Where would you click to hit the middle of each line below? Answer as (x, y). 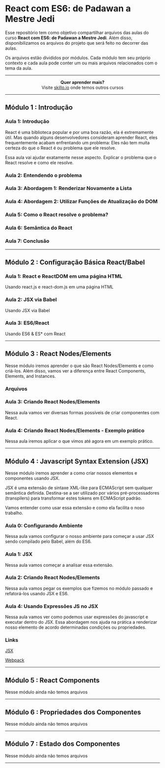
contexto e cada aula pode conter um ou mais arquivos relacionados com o (81, 63)
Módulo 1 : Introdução (39, 108)
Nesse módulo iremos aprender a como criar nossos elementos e (71, 473)
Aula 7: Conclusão (27, 241)
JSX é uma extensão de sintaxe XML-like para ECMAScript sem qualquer (79, 488)
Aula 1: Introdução (27, 122)
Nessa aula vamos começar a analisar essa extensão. (59, 565)
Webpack (15, 660)
